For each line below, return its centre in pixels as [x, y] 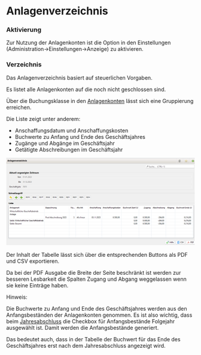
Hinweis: [17, 297]
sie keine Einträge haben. [37, 285]
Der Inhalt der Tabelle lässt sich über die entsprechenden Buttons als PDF [97, 254]
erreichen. [19, 107]
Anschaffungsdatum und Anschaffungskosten [71, 131]
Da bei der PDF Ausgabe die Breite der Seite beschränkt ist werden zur [94, 272]
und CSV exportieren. [33, 261]
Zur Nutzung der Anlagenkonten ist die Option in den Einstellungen [89, 43]
